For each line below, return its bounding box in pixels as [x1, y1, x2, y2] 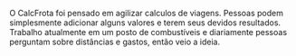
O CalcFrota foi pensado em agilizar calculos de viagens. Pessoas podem [9, 8, 283, 18]
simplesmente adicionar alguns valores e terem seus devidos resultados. [9, 17, 282, 28]
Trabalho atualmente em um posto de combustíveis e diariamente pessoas [9, 27, 288, 37]
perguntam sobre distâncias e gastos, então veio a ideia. [9, 36, 220, 47]
